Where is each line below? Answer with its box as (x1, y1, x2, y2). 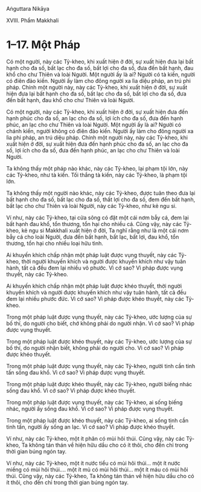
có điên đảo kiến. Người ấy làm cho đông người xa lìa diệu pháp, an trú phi (6, 77, 191, 84)
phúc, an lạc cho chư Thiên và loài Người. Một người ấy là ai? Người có (6, 121, 182, 128)
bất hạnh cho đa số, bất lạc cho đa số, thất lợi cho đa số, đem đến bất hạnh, (6, 196, 196, 203)
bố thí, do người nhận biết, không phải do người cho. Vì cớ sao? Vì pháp (6, 344, 184, 351)
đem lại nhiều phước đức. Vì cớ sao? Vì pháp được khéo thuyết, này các (6, 295, 185, 302)
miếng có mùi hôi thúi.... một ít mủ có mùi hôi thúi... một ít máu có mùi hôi (6, 465, 188, 473)
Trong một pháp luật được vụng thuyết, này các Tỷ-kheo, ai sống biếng (6, 398, 183, 406)
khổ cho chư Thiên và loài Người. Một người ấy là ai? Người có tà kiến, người (6, 71, 195, 78)
